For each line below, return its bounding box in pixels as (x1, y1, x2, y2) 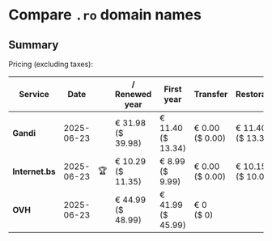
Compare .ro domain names (8, 6, 202, 24)
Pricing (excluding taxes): (8, 59, 94, 69)
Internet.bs (12, 166, 57, 177)
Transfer (193, 89, 228, 99)
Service (19, 89, 50, 99)
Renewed (114, 89, 152, 99)
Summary (8, 38, 59, 52)
